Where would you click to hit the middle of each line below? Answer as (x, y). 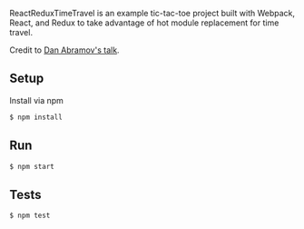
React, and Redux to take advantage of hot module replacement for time (144, 23)
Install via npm (36, 100)
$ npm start (32, 166)
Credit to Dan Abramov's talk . (64, 50)
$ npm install (36, 117)
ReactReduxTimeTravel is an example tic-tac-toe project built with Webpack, (152, 13)
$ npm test (30, 216)
